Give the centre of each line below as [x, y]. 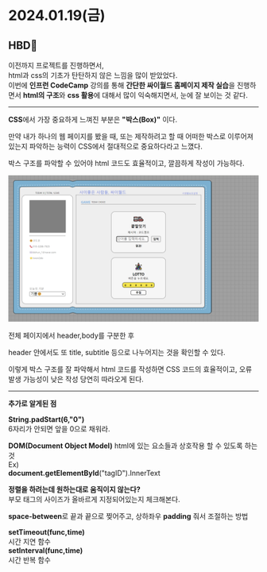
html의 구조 [41, 95]
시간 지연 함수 [30, 542]
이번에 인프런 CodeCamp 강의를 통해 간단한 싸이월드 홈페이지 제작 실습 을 [122, 85]
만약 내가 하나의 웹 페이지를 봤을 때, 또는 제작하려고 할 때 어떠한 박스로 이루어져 [131, 136]
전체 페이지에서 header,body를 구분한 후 [72, 336]
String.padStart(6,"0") [46, 419]
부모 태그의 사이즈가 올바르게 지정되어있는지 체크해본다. [94, 500]
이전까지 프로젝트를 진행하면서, [56, 65]
